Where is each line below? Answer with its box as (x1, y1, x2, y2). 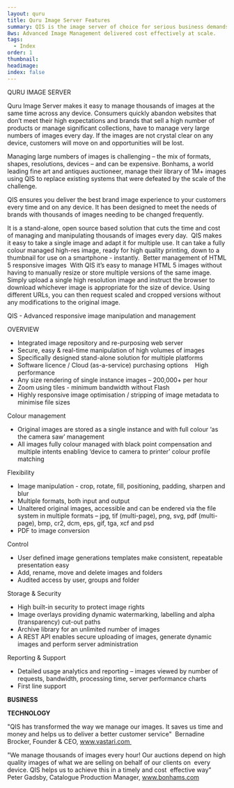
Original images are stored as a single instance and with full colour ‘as (17, 425, 219, 433)
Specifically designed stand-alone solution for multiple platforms (17, 353, 203, 362)
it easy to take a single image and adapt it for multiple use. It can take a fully (7, 238, 226, 247)
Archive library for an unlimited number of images (17, 625, 160, 633)
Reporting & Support (7, 653, 66, 662)
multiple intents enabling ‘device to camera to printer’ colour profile (17, 447, 210, 455)
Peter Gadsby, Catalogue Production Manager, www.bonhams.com (7, 773, 200, 781)
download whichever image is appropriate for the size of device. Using (7, 283, 210, 291)
